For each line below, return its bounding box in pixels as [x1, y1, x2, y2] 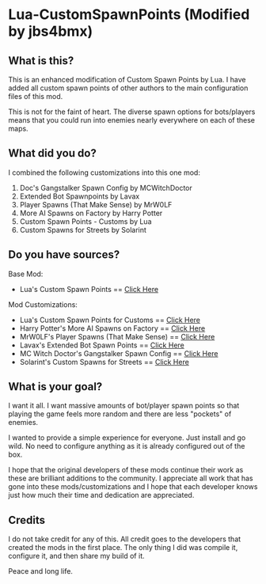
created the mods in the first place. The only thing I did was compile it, [8, 543, 238, 552]
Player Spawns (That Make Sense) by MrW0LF [19, 199, 173, 209]
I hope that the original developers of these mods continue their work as [8, 465, 244, 475]
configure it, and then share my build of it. [8, 552, 145, 561]
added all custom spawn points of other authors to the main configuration [8, 83, 249, 93]
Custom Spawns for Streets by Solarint [19, 225, 146, 234]
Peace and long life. [8, 567, 74, 576]
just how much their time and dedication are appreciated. [8, 491, 195, 500]
